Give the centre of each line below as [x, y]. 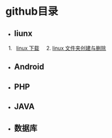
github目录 [32, 11]
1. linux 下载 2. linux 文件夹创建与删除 [57, 48]
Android [29, 67]
